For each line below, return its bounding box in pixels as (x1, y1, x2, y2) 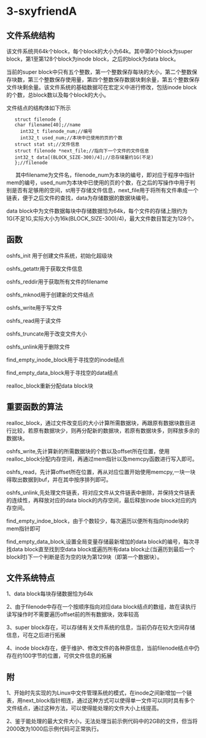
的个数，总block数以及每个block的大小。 (6, 91, 110, 99)
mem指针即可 (6, 525, 41, 532)
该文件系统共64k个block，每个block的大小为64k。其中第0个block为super (6, 48, 193, 55)
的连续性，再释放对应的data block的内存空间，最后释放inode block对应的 (6, 496, 191, 503)
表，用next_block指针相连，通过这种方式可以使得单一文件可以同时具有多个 (6, 697, 195, 704)
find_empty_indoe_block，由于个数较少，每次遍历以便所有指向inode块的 (6, 517, 189, 524)
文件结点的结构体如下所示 (6, 104, 71, 111)
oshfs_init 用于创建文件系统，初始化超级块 (6, 252, 113, 259)
